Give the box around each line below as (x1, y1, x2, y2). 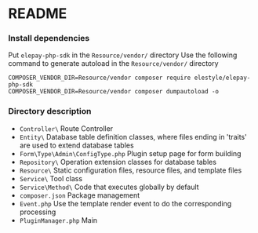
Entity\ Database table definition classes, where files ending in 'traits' (19, 132, 247, 141)
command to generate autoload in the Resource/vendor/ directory (8, 59, 219, 68)
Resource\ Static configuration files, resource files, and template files (19, 166, 242, 175)
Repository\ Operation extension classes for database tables (19, 157, 217, 166)
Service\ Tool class (19, 173, 83, 183)
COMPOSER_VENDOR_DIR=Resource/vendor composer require (8, 74, 191, 82)
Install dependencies (8, 33, 90, 44)
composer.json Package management (19, 190, 140, 200)
